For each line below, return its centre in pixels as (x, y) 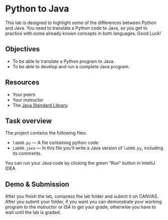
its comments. (27, 153)
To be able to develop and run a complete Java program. (71, 66)
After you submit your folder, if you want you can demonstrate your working (83, 202)
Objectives (23, 49)
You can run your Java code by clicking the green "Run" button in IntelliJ (80, 163)
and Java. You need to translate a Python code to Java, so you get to (76, 28)
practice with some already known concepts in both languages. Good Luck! (83, 33)
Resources (22, 83)
